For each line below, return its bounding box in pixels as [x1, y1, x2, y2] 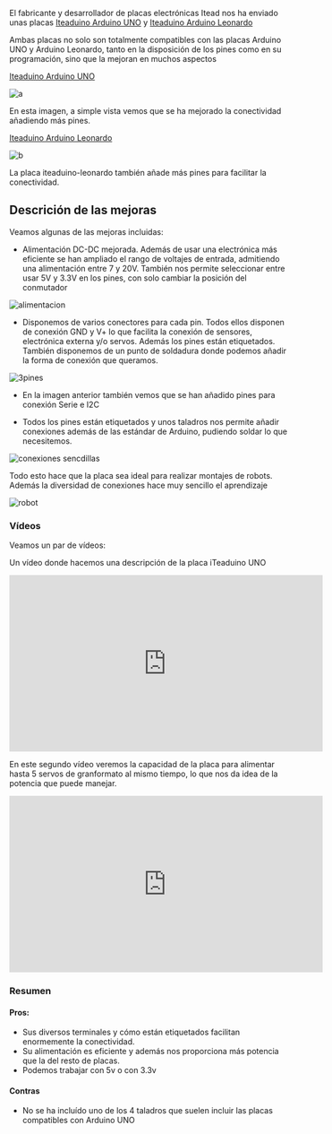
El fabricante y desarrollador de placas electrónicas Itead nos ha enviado [9, 8, 279, 18]
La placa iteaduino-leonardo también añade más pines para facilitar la [9, 168, 267, 177]
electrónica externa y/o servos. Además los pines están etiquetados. [21, 335, 276, 346]
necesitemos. [21, 435, 72, 446]
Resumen [9, 985, 52, 998]
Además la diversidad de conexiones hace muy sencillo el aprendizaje [9, 480, 268, 490]
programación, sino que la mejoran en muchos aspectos [9, 54, 217, 64]
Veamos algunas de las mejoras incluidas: [9, 226, 164, 237]
